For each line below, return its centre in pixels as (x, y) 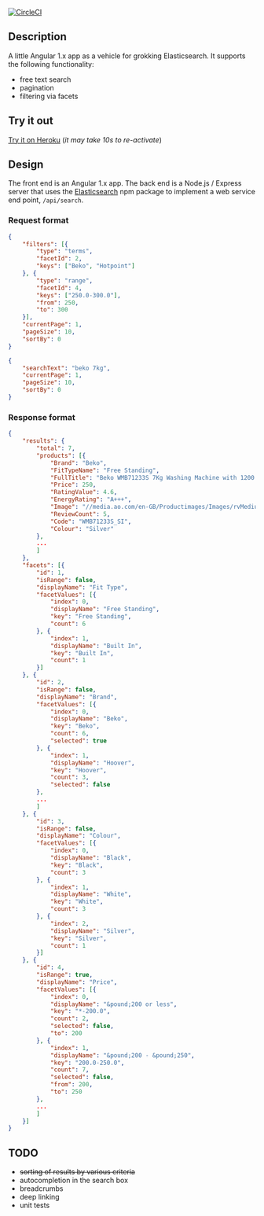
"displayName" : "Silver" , (92, 931)
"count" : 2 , (70, 1019)
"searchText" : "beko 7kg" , (66, 368)
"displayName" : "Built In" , (96, 646)
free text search (45, 79)
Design (26, 165)
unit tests (35, 1205)
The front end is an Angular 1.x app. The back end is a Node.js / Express (125, 183)
